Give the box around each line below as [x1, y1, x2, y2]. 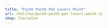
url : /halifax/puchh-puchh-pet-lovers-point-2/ [5, 11, 104, 16]
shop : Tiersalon [5, 16, 38, 20]
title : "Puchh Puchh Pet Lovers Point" [5, 7, 86, 12]
